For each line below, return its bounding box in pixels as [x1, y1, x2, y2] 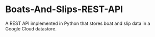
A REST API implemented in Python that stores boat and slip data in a [5, 20, 150, 26]
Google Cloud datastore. [5, 25, 57, 31]
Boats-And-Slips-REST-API [5, 4, 123, 15]
